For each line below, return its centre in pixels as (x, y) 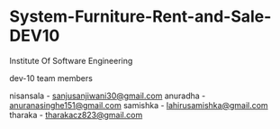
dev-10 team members (51, 78)
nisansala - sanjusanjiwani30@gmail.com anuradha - (108, 96)
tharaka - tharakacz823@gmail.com (76, 115)
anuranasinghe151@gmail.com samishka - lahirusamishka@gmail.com (139, 105)
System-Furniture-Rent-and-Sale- (140, 17)
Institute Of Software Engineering (71, 60)
